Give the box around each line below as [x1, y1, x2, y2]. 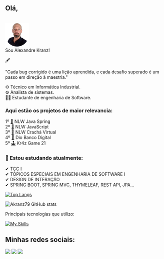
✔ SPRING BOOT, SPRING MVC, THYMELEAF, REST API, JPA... [5, 182, 134, 188]
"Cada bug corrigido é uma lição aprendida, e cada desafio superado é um [5, 69, 159, 75]
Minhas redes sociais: [5, 235, 75, 244]
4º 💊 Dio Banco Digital [5, 135, 51, 141]
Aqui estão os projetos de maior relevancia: [5, 107, 113, 114]
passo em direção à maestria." [5, 74, 68, 80]
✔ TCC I [5, 166, 22, 172]
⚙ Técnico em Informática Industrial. [5, 84, 81, 90]
